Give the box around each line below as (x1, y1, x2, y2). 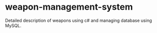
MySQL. (5, 22, 22, 28)
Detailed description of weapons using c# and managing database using (5, 17, 152, 23)
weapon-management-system (5, 1, 133, 13)
